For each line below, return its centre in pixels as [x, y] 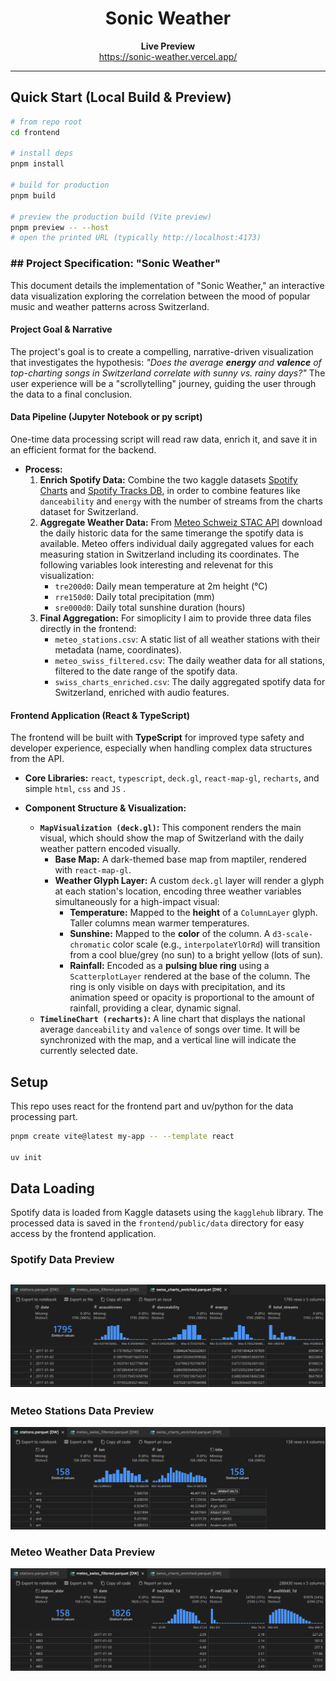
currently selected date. [88, 1051]
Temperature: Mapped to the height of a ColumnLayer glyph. [193, 913]
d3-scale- [292, 935]
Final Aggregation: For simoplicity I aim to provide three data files [175, 618]
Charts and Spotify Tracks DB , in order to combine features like [170, 490]
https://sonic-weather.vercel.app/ [168, 56]
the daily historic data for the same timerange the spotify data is [171, 533]
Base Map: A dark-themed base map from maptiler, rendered [180, 859]
